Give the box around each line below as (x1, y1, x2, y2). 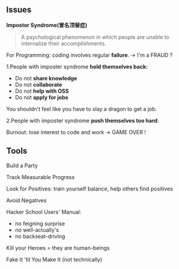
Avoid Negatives (6, 197, 47, 204)
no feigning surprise (14, 220, 65, 227)
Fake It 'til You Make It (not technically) (6, 256, 103, 263)
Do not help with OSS (14, 87, 69, 95)
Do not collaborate (14, 81, 62, 88)
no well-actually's (14, 226, 59, 233)
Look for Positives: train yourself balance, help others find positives (6, 185, 173, 192)
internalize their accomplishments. (20, 40, 106, 47)
